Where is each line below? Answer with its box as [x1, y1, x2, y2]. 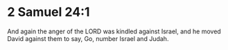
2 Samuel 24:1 [7, 4, 90, 20]
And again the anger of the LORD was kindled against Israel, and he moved [7, 27, 222, 35]
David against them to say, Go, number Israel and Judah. [7, 34, 169, 42]
